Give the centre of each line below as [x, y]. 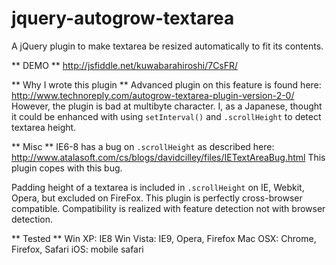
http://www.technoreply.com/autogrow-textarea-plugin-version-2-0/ [153, 95]
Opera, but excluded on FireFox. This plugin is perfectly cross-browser [157, 198]
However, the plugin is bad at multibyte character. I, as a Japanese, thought [167, 106]
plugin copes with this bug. [67, 168]
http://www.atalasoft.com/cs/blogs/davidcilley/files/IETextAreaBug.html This [168, 157]
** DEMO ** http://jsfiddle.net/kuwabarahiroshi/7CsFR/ [125, 65]
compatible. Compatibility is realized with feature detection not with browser [168, 208]
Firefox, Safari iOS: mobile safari [77, 249]
